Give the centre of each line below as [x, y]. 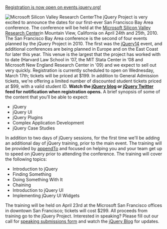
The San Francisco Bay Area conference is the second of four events [76, 38]
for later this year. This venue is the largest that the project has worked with [83, 54]
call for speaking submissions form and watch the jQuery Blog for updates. [82, 221]
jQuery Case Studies [33, 128]
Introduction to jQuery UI [38, 190]
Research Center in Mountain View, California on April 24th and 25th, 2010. [82, 33]
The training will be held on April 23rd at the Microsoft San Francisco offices [84, 205]
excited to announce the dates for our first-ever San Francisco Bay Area [79, 22]
